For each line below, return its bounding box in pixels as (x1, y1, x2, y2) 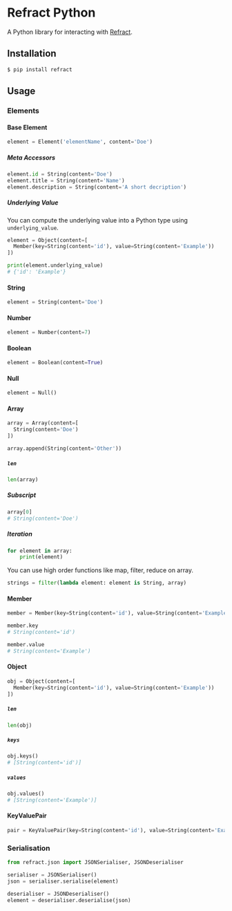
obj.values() (7, 790, 45, 798)
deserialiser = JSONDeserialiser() (7, 890, 110, 897)
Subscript (7, 491, 37, 499)
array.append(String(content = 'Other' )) (7, 445, 122, 452)
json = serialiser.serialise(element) (7, 878, 119, 885)
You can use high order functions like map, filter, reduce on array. (7, 566, 193, 574)
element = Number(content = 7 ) (7, 329, 91, 336)
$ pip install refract (7, 66, 72, 73)
